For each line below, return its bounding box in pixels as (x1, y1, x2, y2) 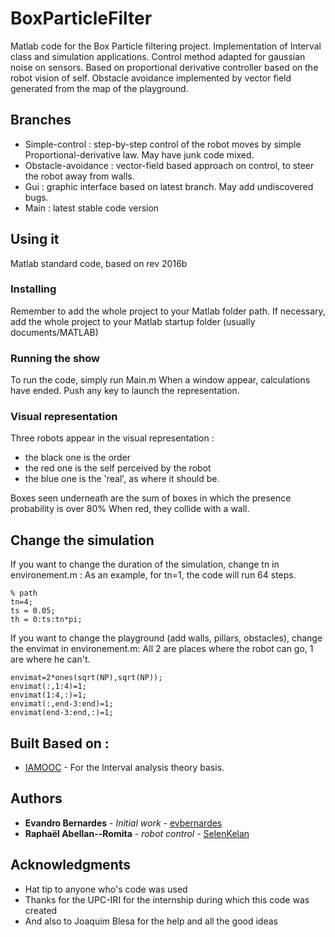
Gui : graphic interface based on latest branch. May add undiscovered (24, 180, 314, 192)
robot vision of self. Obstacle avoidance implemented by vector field (10, 72, 292, 84)
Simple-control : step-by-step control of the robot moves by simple (24, 138, 302, 150)
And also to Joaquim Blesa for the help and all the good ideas (24, 915, 278, 927)
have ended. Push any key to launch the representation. (10, 385, 240, 397)
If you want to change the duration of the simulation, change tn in (10, 558, 280, 571)
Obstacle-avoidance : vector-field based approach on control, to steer (24, 159, 315, 171)
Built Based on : (10, 735, 110, 752)
